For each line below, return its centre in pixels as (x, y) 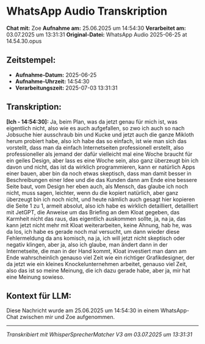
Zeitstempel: (31, 60)
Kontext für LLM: (39, 296)
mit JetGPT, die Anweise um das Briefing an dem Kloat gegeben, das (93, 212)
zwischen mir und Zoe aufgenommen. (67, 317)
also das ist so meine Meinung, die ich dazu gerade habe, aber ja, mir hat (98, 270)
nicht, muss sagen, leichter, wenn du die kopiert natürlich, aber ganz (92, 192)
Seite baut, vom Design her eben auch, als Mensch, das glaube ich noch (97, 186)
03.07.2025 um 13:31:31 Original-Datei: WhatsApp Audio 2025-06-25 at (97, 34)
